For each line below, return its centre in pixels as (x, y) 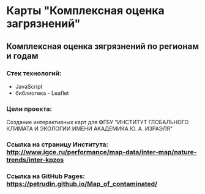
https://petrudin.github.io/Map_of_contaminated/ (82, 184)
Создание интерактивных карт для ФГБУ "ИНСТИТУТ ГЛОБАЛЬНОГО (98, 122)
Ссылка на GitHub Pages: (46, 176)
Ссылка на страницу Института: (58, 144)
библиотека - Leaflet (42, 93)
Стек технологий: (34, 73)
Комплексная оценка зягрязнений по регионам (102, 46)
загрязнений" (43, 24)
